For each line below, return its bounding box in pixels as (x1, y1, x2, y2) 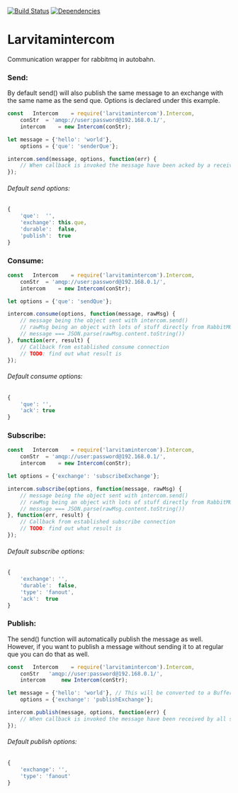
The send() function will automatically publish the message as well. (7, 635, 203, 643)
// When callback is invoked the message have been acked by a (20, 162, 211, 170)
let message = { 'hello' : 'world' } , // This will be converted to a (7, 689, 211, 697)
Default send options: (7, 184, 71, 192)
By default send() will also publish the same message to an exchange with (7, 89, 223, 97)
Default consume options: (7, 372, 83, 381)
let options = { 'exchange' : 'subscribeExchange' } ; (7, 472, 160, 480)
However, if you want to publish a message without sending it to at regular (7, 642, 224, 650)
